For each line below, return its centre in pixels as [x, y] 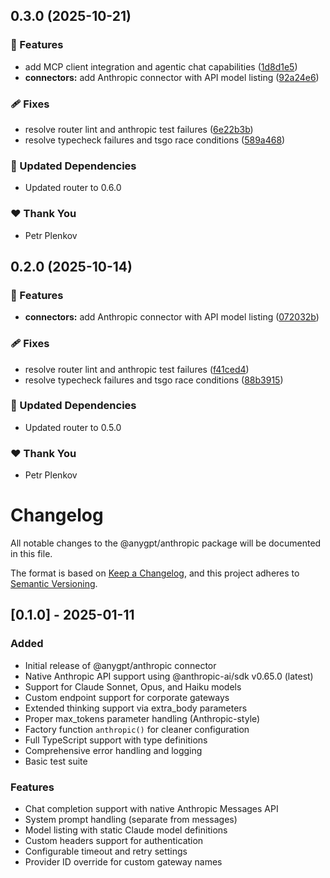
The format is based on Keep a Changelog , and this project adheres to [155, 573]
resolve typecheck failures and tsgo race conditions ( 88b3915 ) [154, 380]
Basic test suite [56, 761]
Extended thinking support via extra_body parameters [136, 708]
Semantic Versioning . [54, 584]
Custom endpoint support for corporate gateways [127, 697]
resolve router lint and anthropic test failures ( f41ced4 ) [137, 369]
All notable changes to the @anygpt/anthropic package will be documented [166, 543]
